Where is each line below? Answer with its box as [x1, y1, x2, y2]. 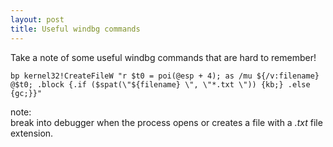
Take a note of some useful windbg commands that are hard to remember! [10, 51, 317, 63]
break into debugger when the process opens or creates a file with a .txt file [10, 116, 323, 128]
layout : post [10, 14, 65, 25]
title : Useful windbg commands [10, 24, 141, 34]
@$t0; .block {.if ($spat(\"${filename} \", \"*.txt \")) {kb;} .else [10, 79, 311, 90]
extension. [10, 127, 54, 139]
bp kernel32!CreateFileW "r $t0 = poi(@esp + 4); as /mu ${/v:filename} [10, 71, 320, 81]
